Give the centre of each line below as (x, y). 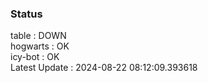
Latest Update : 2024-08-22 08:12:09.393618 (104, 68)
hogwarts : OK (40, 46)
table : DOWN (38, 36)
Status (26, 14)
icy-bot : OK (35, 57)
